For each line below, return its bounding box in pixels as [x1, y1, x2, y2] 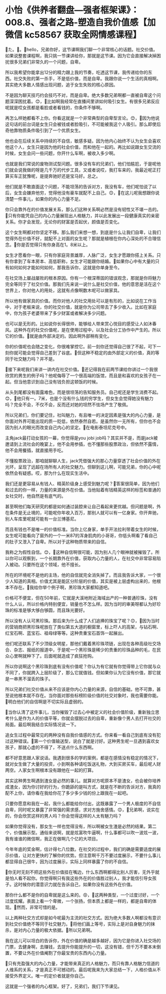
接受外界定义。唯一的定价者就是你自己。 [5, 973, 87, 979]
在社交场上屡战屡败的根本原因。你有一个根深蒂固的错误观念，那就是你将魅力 [5, 275, 161, 281]
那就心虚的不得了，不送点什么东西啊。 [18, 744, 96, 750]
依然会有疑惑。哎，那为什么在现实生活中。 [5, 470, 92, 476]
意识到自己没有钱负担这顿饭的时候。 [26, 378, 100, 384]
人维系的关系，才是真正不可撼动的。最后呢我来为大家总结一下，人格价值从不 [5, 966, 161, 972]
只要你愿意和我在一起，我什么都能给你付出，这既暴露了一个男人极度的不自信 [5, 800, 161, 806]
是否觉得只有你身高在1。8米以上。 [21, 242, 90, 248]
